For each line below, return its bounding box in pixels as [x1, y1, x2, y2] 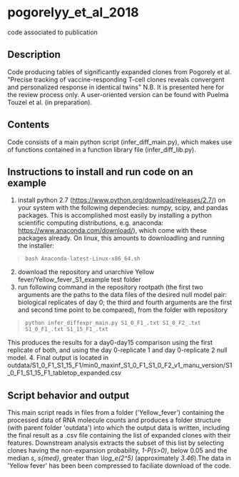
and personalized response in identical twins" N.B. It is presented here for [7, 83, 225, 91]
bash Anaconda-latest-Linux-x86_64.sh [24, 255, 141, 263]
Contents [7, 119, 50, 131]
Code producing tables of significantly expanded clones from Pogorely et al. [7, 67, 232, 76]
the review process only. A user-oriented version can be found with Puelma [7, 90, 230, 99]
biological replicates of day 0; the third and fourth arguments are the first [17, 298, 233, 307]
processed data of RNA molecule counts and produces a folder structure [7, 416, 221, 425]
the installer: [17, 241, 55, 250]
